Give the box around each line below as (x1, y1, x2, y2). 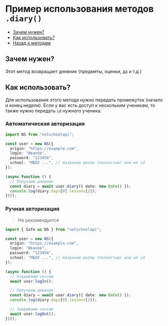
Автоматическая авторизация (5, 120, 85, 127)
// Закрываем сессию (10, 307, 54, 312)
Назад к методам (12, 39, 51, 46)
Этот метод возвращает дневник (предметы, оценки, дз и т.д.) (5, 68, 142, 74)
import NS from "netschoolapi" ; (5, 132, 74, 137)
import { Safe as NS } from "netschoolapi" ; (5, 227, 102, 232)
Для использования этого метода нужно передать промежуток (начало (5, 97, 163, 103)
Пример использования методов (5, 3, 154, 15)
